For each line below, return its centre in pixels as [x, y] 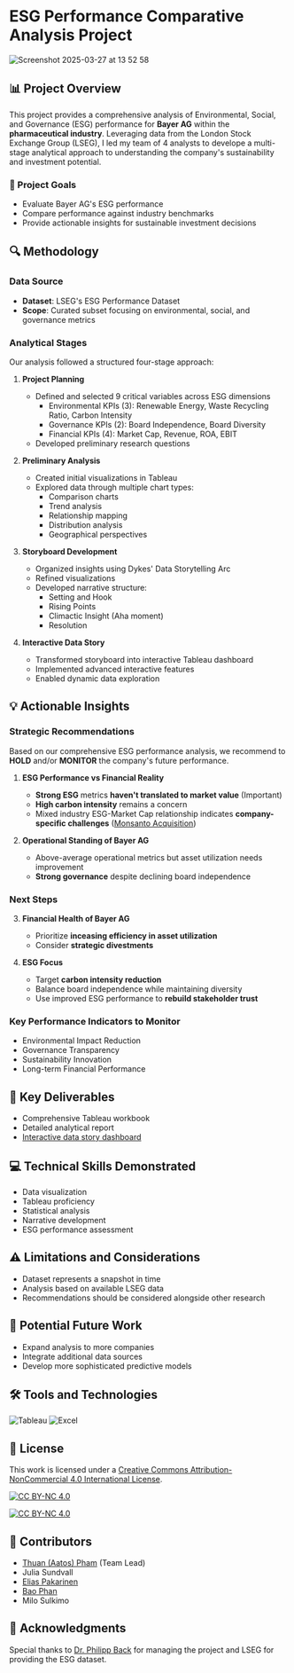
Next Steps [34, 899]
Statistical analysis [56, 1210]
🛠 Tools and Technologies [83, 1394]
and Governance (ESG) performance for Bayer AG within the [120, 124]
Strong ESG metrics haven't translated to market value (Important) [159, 795]
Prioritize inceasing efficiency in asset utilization [126, 936]
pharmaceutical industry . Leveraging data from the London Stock [130, 133]
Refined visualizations [75, 578]
